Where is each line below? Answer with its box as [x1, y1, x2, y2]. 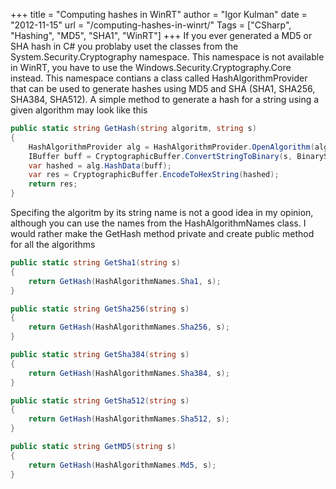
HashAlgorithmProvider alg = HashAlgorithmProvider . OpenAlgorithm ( [28, 142, 315, 152]
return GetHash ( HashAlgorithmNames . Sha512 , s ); [28, 414, 230, 424]
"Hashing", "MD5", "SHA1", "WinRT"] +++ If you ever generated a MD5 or [10, 30, 313, 41]
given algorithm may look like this [10, 104, 148, 116]
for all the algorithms [10, 239, 96, 250]
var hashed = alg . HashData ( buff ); [28, 160, 172, 171]
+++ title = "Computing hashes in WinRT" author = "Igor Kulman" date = [10, 9, 308, 20]
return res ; [28, 179, 78, 189]
